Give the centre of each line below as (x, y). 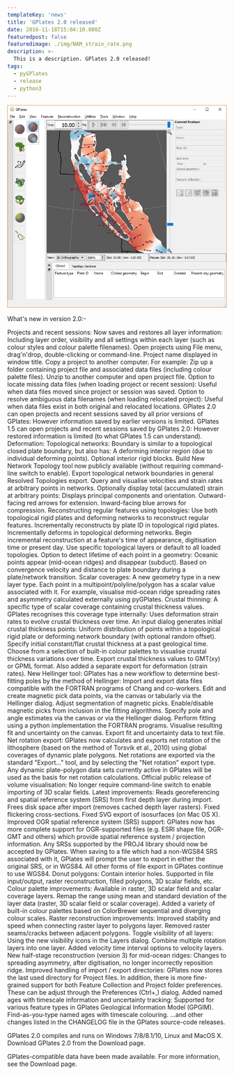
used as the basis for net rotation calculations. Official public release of (109, 778)
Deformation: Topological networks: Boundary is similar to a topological (110, 444)
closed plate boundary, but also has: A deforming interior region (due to (110, 451)
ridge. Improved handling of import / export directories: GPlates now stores (115, 970)
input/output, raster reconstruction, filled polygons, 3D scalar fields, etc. (111, 881)
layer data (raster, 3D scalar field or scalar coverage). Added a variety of (111, 903)
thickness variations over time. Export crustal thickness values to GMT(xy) (114, 659)
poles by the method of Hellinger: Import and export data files (114, 681)
